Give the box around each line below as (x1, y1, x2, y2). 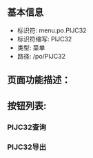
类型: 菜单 (17, 43, 45, 52)
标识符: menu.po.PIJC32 (17, 26, 87, 34)
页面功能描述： (7, 75, 71, 86)
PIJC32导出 (7, 142, 47, 152)
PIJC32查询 (7, 122, 47, 132)
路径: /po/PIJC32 (17, 52, 65, 60)
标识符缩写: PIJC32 (17, 34, 72, 43)
